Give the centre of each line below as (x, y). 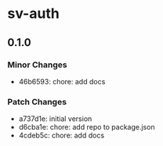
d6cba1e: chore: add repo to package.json (87, 127)
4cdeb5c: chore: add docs (62, 135)
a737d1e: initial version (55, 119)
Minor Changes (37, 65)
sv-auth (33, 14)
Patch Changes (37, 101)
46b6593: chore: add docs (62, 81)
